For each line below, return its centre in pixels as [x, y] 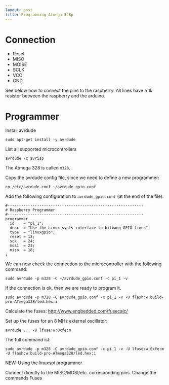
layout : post [19, 10]
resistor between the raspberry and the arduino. [55, 96]
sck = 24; [23, 241]
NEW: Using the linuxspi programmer [44, 363]
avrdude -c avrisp [25, 159]
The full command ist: [28, 340]
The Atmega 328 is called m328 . [38, 168]
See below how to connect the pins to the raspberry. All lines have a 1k [79, 91]
